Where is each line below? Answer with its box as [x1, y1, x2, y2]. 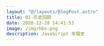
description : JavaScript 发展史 [6, 31, 85, 37]
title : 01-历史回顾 [6, 14, 52, 20]
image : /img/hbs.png [6, 25, 59, 32]
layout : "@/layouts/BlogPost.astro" [6, 8, 99, 15]
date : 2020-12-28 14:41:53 [6, 20, 74, 26]
